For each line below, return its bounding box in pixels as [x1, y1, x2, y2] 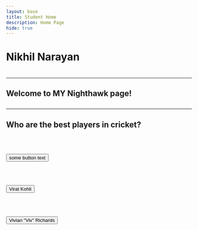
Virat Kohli [9, 186, 32, 192]
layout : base [6, 8, 38, 15]
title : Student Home [6, 14, 57, 20]
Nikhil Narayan [6, 51, 80, 64]
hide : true [6, 25, 33, 31]
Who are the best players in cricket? [6, 119, 141, 129]
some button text [9, 155, 46, 161]
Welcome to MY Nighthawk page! [6, 89, 132, 99]
